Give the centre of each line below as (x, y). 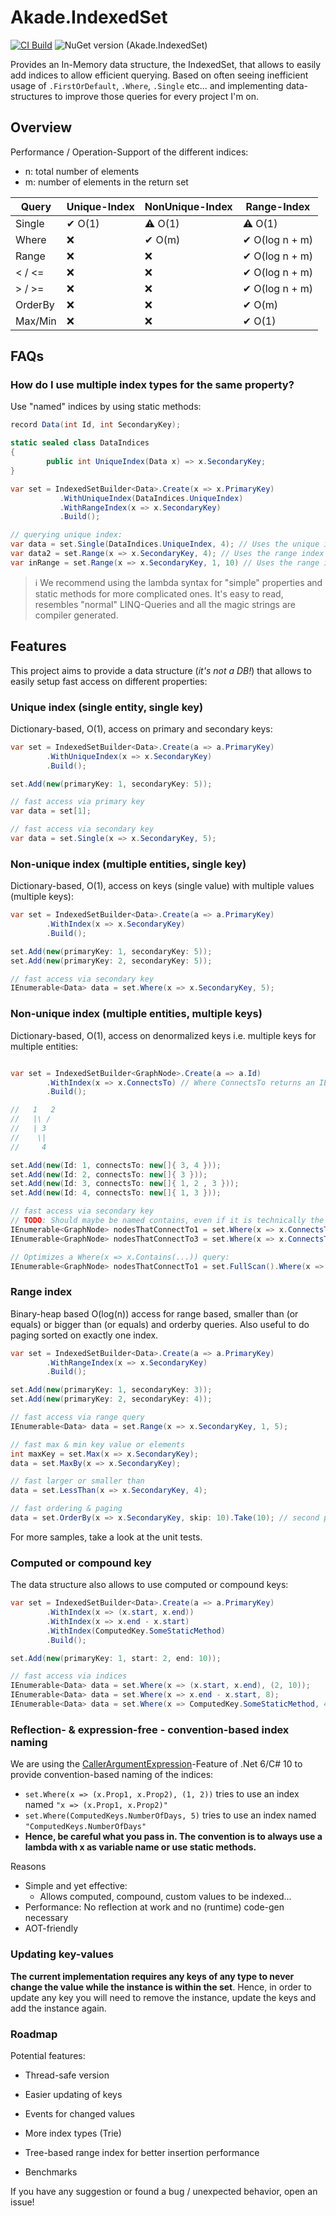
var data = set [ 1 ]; (51, 811)
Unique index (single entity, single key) (107, 707)
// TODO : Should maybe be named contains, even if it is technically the (167, 1221)
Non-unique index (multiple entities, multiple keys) (136, 1014)
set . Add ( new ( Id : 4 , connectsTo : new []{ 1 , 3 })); (116, 1193)
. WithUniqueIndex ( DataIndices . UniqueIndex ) (151, 498)
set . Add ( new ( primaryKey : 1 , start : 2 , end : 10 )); (116, 1658)
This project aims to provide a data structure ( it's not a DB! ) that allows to (161, 670)
